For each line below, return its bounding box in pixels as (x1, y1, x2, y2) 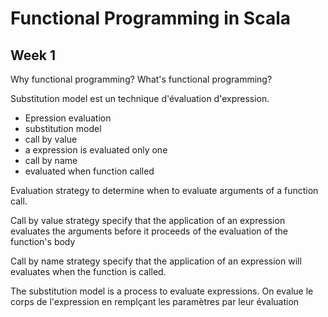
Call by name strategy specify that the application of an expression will (10, 255, 302, 267)
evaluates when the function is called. (10, 266, 167, 277)
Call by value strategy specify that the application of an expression (10, 215, 286, 226)
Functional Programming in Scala (10, 7, 292, 30)
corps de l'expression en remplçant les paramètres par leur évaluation (10, 296, 300, 307)
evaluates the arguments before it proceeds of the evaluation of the (10, 225, 289, 237)
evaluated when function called (24, 165, 155, 177)
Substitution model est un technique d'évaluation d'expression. (10, 93, 270, 104)
